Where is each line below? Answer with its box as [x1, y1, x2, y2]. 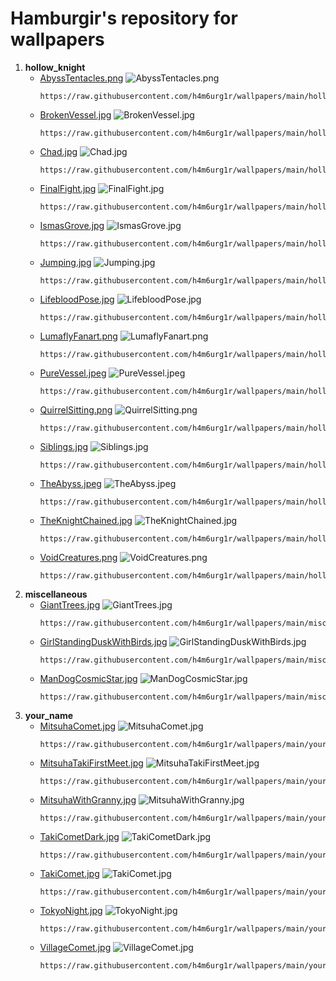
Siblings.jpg [39, 440, 89, 452]
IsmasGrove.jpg [39, 219, 105, 231]
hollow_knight [24, 61, 86, 73]
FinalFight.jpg [39, 182, 97, 194]
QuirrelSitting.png [39, 403, 113, 416]
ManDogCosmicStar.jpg [39, 672, 138, 684]
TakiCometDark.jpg [39, 830, 120, 842]
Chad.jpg [39, 145, 78, 157]
